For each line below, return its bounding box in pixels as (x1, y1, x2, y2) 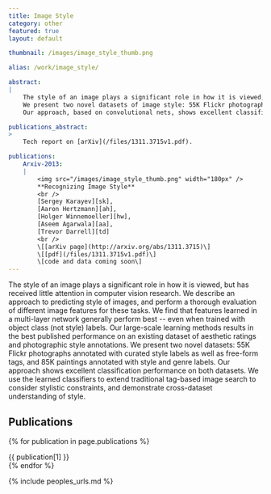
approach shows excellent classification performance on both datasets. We (8, 365, 260, 376)
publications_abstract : (8, 123, 89, 131)
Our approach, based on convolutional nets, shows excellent (23, 108, 232, 116)
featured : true (8, 27, 60, 35)
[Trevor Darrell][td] (37, 227, 110, 235)
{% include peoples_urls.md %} (8, 476, 114, 486)
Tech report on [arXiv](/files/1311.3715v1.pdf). (23, 138, 194, 146)
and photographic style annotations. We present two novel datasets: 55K (8, 340, 251, 350)
